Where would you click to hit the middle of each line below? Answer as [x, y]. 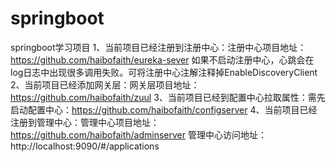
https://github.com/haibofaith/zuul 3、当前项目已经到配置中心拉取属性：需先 [168, 97]
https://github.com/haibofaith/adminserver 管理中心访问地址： [138, 134]
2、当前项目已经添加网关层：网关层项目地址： [105, 84]
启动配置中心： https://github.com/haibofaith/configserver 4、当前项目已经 [164, 109]
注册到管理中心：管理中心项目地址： [85, 122]
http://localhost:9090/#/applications [85, 146]
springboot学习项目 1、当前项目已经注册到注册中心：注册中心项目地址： [158, 47]
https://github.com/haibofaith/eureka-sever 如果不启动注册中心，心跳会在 [162, 59]
